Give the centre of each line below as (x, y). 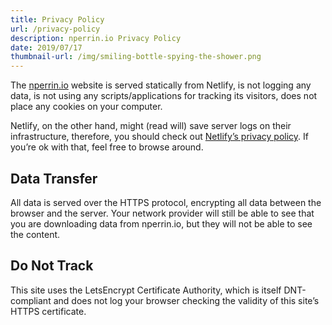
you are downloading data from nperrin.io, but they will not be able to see (161, 223)
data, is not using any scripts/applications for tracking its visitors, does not (164, 96)
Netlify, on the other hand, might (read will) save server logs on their (151, 126)
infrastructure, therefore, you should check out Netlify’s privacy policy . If (160, 137)
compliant (31, 300)
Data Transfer (54, 178)
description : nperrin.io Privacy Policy (96, 38)
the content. (35, 234)
